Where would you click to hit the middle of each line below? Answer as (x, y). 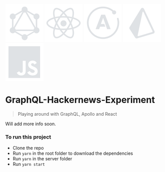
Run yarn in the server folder (42, 159)
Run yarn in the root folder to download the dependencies (73, 153)
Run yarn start (29, 164)
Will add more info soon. (31, 124)
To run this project (28, 137)
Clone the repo (28, 148)
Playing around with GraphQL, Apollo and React (67, 114)
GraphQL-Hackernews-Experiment (80, 100)
